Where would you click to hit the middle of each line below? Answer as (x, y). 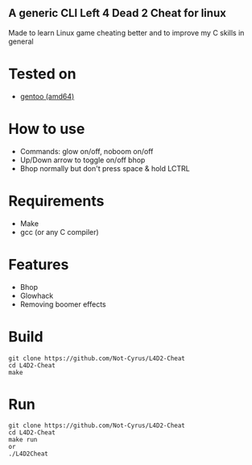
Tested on (42, 74)
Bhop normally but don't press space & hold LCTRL (105, 168)
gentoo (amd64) (47, 96)
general (21, 41)
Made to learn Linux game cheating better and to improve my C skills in (126, 32)
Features (39, 264)
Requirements (56, 201)
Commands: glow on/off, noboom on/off (87, 151)
